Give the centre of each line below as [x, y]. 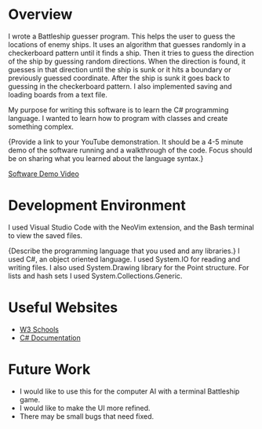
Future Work [49, 369]
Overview [40, 15]
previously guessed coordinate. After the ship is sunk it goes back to [119, 78]
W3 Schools [39, 329]
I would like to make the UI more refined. [85, 408]
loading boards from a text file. [58, 94]
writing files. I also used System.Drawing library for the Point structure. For [129, 267]
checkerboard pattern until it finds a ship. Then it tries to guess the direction [131, 53]
